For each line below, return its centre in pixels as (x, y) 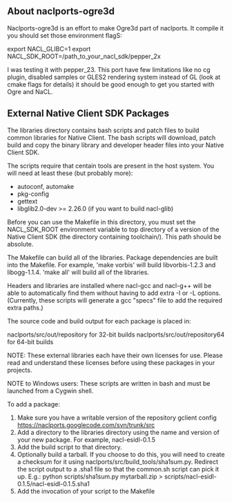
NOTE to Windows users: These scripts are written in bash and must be (109, 383)
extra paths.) (25, 307)
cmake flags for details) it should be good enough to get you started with (111, 84)
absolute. (20, 244)
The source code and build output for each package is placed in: (99, 321)
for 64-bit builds (30, 341)
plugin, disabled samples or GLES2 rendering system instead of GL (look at (114, 77)
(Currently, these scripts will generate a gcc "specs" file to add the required (115, 300)
